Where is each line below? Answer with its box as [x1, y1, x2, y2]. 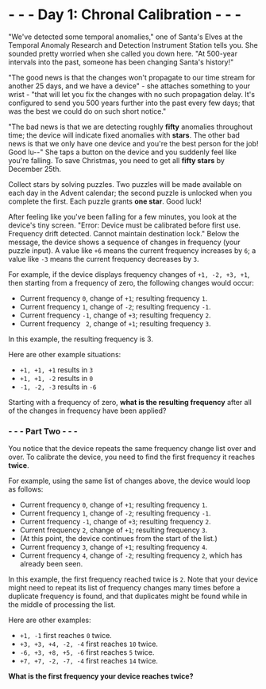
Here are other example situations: [8, 349, 121, 359]
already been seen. [19, 559, 83, 569]
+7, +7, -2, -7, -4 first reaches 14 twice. [19, 656, 159, 666]
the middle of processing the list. [8, 600, 116, 609]
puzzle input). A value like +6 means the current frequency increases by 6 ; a [8, 245, 256, 255]
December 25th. [8, 164, 62, 173]
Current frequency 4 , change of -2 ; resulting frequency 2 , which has [19, 551, 243, 560]
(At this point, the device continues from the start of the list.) [19, 534, 218, 543]
